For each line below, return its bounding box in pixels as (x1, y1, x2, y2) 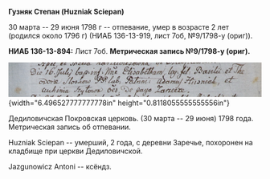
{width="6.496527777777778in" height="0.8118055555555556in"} (8, 98, 231, 108)
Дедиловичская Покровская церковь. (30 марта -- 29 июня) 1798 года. (8, 114, 254, 124)
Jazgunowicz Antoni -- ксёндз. (8, 162, 112, 172)
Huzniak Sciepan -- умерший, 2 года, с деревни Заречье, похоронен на (8, 138, 253, 148)
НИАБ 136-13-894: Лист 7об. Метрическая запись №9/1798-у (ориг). (8, 47, 251, 55)
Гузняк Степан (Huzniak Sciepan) (8, 7, 125, 16)
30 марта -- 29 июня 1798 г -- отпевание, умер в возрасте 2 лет (8, 22, 230, 31)
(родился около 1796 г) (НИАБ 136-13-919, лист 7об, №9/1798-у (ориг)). (8, 31, 253, 40)
